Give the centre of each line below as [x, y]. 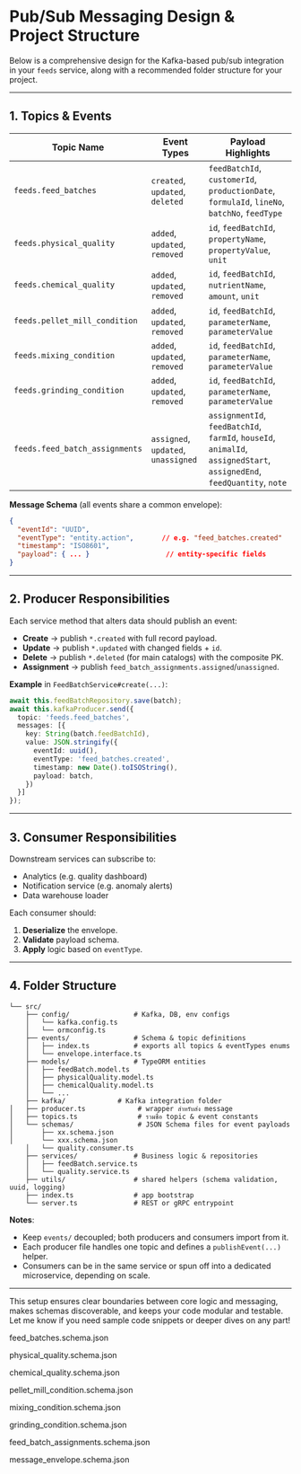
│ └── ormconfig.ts [65, 1030]
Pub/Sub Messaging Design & [122, 17]
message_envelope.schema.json [69, 1459]
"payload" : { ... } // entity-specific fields [142, 554]
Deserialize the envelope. [70, 930]
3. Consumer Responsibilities [93, 837]
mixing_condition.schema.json [65, 1407]
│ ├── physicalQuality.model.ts [90, 1077]
